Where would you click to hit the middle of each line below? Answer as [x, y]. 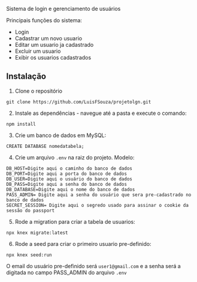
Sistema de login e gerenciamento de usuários [63, 9]
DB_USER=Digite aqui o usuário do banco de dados [69, 179]
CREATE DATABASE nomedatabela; [45, 146]
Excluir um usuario [38, 51]
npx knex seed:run [29, 255]
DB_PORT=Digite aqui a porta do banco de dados [67, 174]
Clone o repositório [39, 91]
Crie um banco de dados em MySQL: [60, 135]
